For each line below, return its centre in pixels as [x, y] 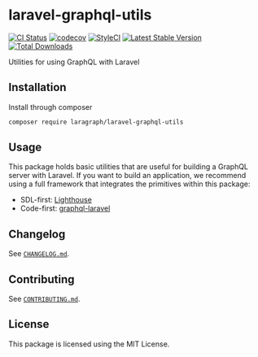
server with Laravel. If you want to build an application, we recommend [127, 176]
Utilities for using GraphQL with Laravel [74, 62]
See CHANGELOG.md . [39, 254]
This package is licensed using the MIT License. [89, 344]
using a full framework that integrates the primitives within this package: [129, 184]
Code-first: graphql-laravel [65, 208]
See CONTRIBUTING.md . [44, 299]
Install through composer [50, 107]
